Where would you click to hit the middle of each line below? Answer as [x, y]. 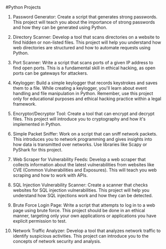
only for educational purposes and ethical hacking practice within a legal [87, 99]
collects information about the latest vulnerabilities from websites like [83, 165]
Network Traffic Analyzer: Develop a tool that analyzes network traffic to [87, 231]
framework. [25, 104]
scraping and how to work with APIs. [50, 175]
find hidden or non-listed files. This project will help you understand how [87, 42]
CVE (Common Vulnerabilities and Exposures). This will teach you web [85, 170]
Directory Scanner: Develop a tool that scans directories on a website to [86, 37]
